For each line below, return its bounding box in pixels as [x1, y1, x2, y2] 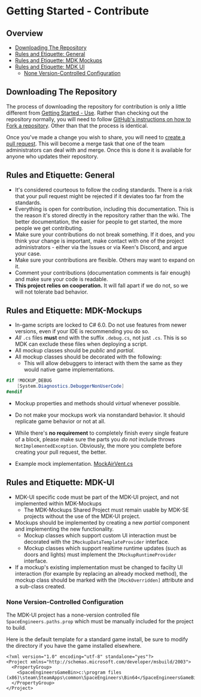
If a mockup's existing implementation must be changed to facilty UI [14, 563, 183, 571]
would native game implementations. [23, 366, 115, 373]
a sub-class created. [14, 582, 66, 590]
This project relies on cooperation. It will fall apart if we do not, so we [14, 282, 188, 289]
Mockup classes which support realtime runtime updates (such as [23, 545, 187, 552]
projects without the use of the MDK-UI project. [23, 512, 141, 520]
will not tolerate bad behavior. [14, 288, 89, 295]
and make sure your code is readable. [14, 275, 108, 283]
